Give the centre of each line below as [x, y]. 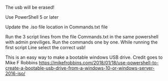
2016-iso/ [15, 73]
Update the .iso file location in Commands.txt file [57, 27]
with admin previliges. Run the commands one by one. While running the [81, 42]
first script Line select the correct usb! [45, 47]
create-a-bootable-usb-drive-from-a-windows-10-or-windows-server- [80, 68]
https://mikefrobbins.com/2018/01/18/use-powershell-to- [99, 63]
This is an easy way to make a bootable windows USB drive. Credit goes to [84, 57]
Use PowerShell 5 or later [32, 17]
